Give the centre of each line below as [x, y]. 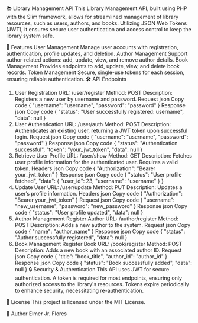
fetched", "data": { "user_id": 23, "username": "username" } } [89, 181]
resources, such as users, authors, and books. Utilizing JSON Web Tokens [97, 23]
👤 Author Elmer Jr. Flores [36, 314]
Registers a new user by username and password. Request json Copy [99, 99]
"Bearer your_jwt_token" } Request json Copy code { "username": [95, 200]
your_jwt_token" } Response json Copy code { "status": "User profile [98, 175]
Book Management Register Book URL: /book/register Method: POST [98, 244]
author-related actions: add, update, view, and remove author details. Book [97, 60]
